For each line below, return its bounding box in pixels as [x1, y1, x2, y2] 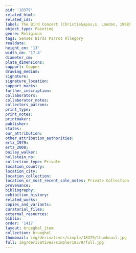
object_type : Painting [5, 27, 54, 32]
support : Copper [5, 64, 40, 69]
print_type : [5, 107, 31, 112]
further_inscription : [5, 88, 52, 93]
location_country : [5, 164, 44, 169]
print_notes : [5, 112, 33, 117]
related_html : [5, 12, 36, 17]
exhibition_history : [5, 192, 50, 197]
